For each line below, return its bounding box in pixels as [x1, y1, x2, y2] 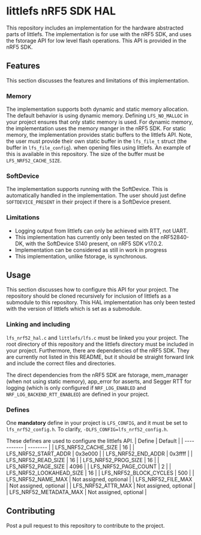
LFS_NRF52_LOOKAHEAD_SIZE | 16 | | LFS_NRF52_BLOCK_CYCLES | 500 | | [6, 469, 194, 477]
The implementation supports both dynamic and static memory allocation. [6, 105, 189, 113]
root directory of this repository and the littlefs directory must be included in [6, 340, 194, 348]
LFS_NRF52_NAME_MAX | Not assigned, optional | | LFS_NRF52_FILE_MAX [6, 476, 193, 483]
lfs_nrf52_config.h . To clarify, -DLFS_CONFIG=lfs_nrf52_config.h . [6, 426, 169, 433]
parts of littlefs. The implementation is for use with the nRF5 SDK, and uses [6, 30, 192, 37]
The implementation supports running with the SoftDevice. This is [6, 186, 169, 193]
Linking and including [6, 321, 71, 329]
